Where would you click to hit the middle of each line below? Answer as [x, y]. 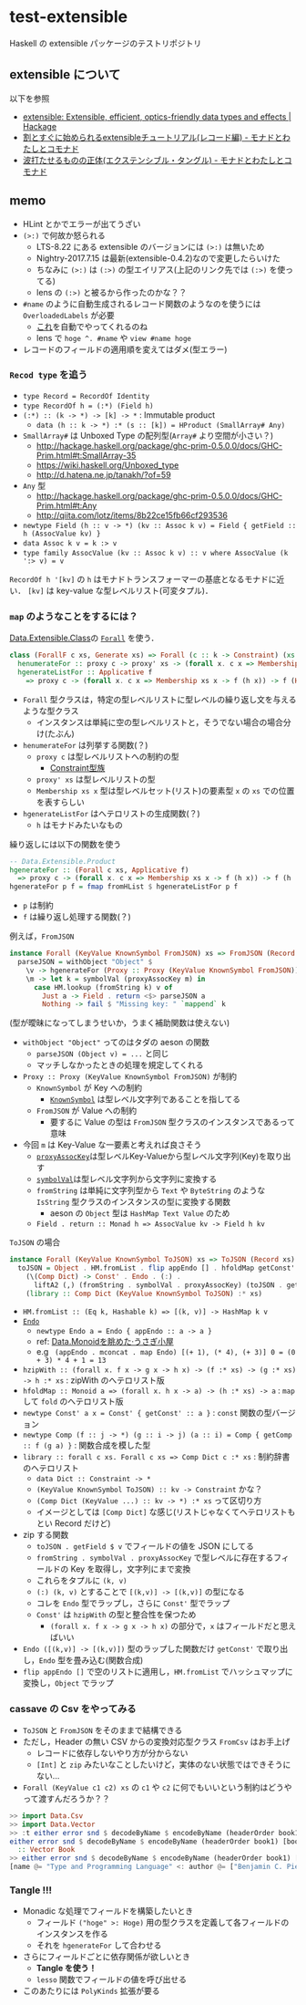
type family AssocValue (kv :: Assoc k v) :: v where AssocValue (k [155, 553]
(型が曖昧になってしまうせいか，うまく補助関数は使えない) [120, 1023]
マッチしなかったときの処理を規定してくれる [120, 1065]
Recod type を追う [49, 375]
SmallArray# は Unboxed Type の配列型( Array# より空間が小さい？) [148, 435]
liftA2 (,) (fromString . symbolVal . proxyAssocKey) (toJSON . [158, 1285]
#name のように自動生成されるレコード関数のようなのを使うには [142, 304]
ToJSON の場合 [35, 1242]
